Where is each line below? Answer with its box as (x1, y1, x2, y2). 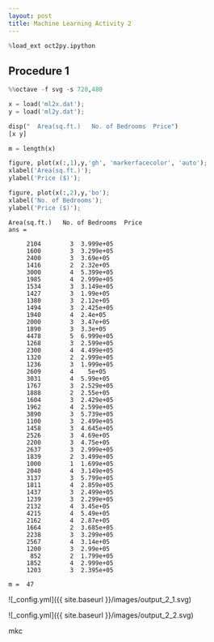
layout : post (8, 11, 52, 20)
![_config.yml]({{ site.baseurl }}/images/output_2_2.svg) (8, 610, 194, 620)
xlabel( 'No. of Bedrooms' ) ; (8, 196, 103, 204)
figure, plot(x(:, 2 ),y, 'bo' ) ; (8, 189, 111, 197)
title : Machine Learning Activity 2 (8, 19, 132, 28)
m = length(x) (8, 144, 57, 152)
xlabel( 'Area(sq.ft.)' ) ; (8, 167, 92, 175)
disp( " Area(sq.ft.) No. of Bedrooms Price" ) (8, 122, 179, 131)
